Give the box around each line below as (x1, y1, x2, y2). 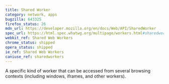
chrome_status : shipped (5, 40, 55, 45)
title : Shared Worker (5, 7, 51, 13)
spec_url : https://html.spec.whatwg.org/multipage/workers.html (5, 31, 143, 36)
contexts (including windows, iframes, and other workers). (5, 73, 126, 79)
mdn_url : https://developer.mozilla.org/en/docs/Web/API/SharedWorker (5, 26, 156, 31)
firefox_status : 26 (5, 21, 46, 27)
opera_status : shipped (5, 45, 53, 50)
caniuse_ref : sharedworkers (5, 54, 64, 59)
